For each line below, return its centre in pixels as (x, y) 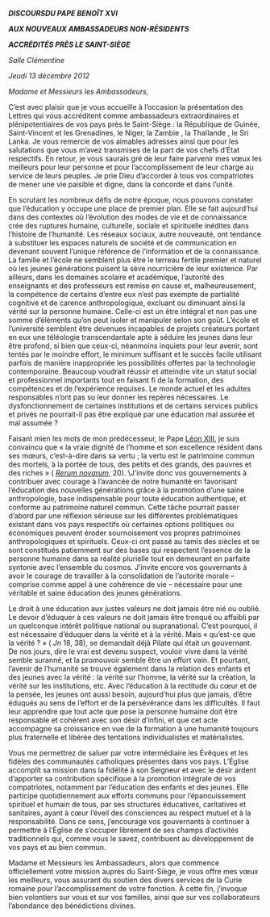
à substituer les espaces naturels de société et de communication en (123, 243)
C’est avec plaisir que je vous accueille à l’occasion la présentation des (126, 107)
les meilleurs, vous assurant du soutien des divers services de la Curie (125, 880)
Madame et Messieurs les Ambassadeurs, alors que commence (114, 863)
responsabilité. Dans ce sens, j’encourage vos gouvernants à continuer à (129, 821)
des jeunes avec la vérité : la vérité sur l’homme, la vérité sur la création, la (132, 677)
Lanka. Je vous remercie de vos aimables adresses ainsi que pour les (124, 141)
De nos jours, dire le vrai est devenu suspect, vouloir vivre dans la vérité (128, 651)
